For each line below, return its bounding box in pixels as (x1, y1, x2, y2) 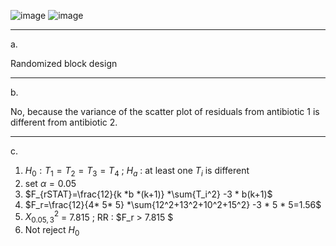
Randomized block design (10, 58, 118, 69)
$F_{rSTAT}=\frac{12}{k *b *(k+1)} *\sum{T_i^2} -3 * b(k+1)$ (24, 188, 273, 200)
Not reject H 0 (24, 224, 80, 239)
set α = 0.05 (24, 177, 77, 189)
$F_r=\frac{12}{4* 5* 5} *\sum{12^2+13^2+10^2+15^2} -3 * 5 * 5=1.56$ (24, 198, 322, 210)
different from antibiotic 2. (10, 116, 118, 128)
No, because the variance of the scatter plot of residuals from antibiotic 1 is (10, 106, 320, 117)
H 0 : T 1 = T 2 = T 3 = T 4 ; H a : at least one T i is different (24, 165, 250, 179)
